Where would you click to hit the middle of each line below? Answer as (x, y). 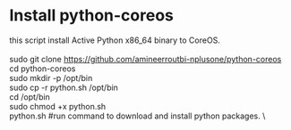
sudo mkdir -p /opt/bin (51, 77)
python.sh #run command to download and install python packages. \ (137, 116)
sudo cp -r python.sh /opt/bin (64, 87)
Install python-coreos (92, 16)
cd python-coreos (43, 69)
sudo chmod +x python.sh (58, 106)
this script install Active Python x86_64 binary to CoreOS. (115, 40)
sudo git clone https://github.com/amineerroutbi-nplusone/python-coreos (145, 59)
